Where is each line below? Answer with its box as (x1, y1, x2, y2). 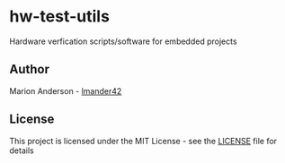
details (9, 145, 34, 156)
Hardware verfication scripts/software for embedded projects (9, 36, 237, 47)
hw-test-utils (9, 6, 111, 27)
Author (9, 62, 49, 77)
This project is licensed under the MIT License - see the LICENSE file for (9, 135, 277, 146)
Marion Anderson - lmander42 (9, 85, 122, 96)
